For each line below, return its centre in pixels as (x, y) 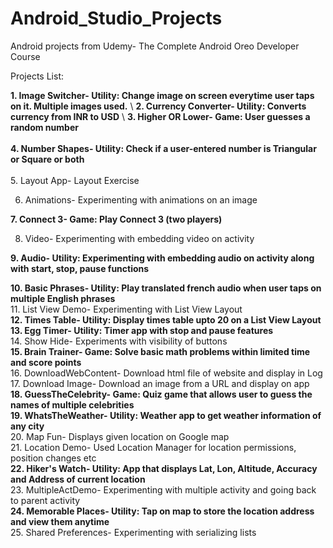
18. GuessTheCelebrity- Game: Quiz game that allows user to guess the (161, 394)
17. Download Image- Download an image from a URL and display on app (160, 383)
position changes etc (53, 458)
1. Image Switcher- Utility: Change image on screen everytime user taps (162, 95)
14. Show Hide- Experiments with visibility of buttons (119, 341)
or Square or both (47, 159)
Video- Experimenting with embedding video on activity (139, 238)
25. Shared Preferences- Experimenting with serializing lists (133, 532)
